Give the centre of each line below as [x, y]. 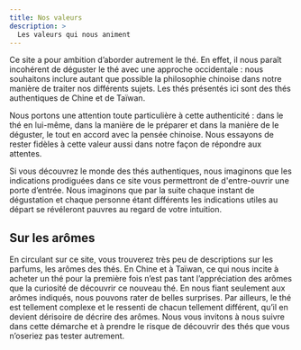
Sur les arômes [52, 238]
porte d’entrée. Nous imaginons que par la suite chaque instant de [132, 191]
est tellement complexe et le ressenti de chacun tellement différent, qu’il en [149, 308]
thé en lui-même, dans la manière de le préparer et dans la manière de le [144, 125]
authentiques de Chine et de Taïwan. [78, 98]
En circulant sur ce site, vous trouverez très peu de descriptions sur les [141, 260]
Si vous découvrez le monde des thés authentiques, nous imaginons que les [151, 171]
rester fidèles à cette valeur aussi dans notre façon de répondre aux [136, 144]
